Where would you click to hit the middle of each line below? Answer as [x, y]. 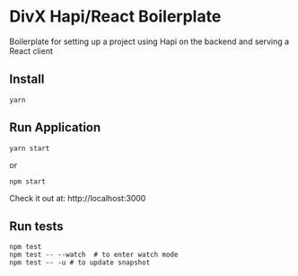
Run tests [36, 226]
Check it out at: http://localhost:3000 [78, 198]
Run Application [55, 128]
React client [31, 50]
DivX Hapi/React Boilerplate [115, 17]
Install [27, 80]
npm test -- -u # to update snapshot [80, 263]
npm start [28, 182]
